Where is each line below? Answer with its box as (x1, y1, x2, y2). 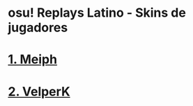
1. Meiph (8, 52, 58, 68)
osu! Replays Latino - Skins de (8, 5, 187, 21)
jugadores (8, 20, 68, 36)
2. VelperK (8, 84, 70, 99)
